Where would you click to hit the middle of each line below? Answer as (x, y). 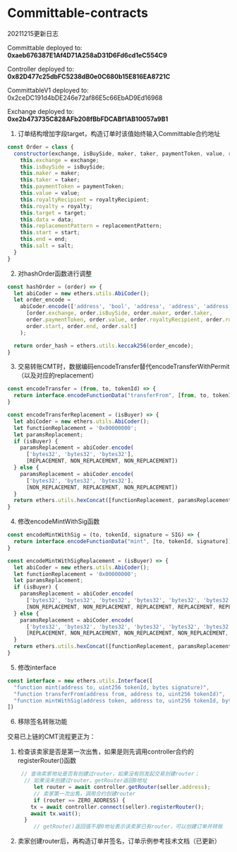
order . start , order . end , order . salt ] (81, 326)
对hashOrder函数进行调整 (55, 273)
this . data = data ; (47, 220)
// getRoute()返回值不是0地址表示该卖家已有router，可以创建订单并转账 (128, 827)
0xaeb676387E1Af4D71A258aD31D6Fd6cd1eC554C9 (87, 55)
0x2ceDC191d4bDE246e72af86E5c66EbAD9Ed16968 (85, 98)
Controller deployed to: (41, 69)
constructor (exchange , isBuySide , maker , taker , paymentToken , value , (120, 154)
